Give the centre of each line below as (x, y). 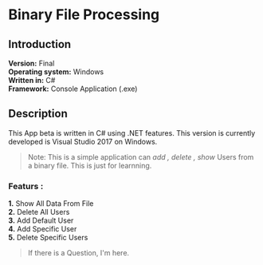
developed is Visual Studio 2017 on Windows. (83, 141)
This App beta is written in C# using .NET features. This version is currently (132, 132)
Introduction (40, 44)
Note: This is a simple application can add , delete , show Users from (141, 156)
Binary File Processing (84, 15)
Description (38, 114)
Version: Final (31, 63)
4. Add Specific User (43, 229)
